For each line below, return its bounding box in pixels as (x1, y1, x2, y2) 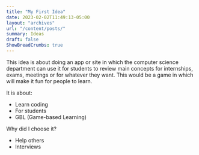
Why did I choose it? (6, 125, 57, 132)
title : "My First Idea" (6, 8, 66, 15)
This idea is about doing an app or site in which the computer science (6, 58, 179, 66)
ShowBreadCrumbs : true (6, 42, 63, 48)
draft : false (6, 37, 39, 42)
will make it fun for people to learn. (6, 77, 93, 84)
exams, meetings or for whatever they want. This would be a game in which (6, 71, 194, 78)
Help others (14, 136, 44, 144)
